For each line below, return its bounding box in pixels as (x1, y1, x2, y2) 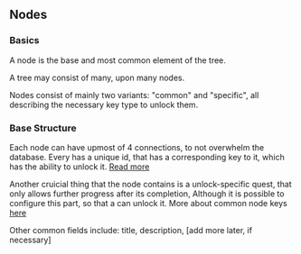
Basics (9, 34, 40, 47)
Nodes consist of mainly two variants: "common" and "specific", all (9, 89, 259, 100)
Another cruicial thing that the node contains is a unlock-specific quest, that (9, 178, 292, 189)
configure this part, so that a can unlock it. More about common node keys (9, 197, 287, 208)
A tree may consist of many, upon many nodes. (9, 72, 185, 83)
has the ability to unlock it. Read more (9, 161, 150, 172)
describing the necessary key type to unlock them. (9, 99, 199, 110)
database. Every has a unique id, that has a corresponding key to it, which (9, 151, 285, 162)
